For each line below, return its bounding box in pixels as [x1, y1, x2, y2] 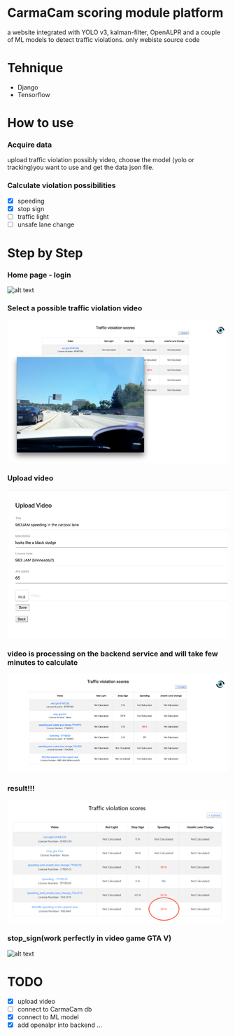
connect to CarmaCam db [17, 1005, 92, 1013]
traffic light [17, 212, 49, 221]
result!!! [7, 783, 35, 793]
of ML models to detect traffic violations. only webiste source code [7, 35, 201, 43]
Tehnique [7, 60, 64, 76]
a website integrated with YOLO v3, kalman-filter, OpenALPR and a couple [7, 28, 221, 36]
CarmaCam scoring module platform [7, 5, 224, 21]
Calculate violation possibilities [7, 180, 116, 190]
